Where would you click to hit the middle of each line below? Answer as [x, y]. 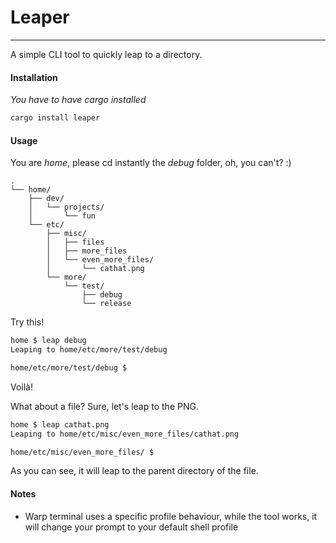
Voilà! [22, 387]
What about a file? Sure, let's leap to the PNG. [104, 406]
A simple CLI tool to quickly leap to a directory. [106, 54]
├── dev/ [46, 199]
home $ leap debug [48, 341]
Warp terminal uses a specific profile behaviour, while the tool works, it [171, 516]
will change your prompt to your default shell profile [131, 527]
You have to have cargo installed [78, 100]
